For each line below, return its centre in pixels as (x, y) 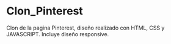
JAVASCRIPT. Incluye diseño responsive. (58, 34)
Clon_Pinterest (45, 11)
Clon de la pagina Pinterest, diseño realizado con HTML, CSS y (85, 28)
